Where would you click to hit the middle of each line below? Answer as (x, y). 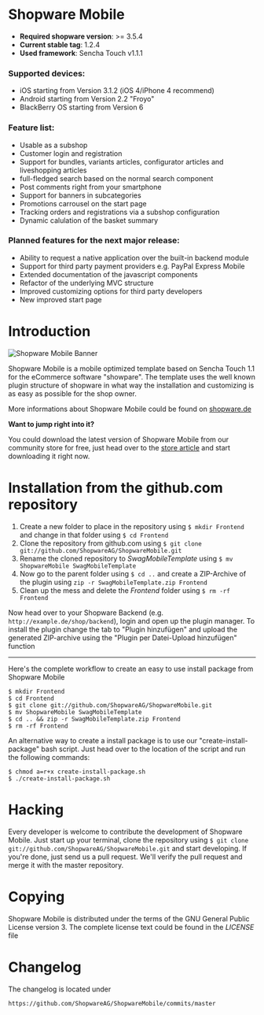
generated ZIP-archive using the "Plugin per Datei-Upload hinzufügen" (123, 637)
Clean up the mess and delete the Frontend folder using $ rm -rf (125, 590)
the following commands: (49, 757)
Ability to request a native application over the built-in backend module (134, 257)
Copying (37, 896)
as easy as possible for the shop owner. (73, 393)
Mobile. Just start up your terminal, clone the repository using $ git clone (128, 839)
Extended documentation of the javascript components (108, 274)
